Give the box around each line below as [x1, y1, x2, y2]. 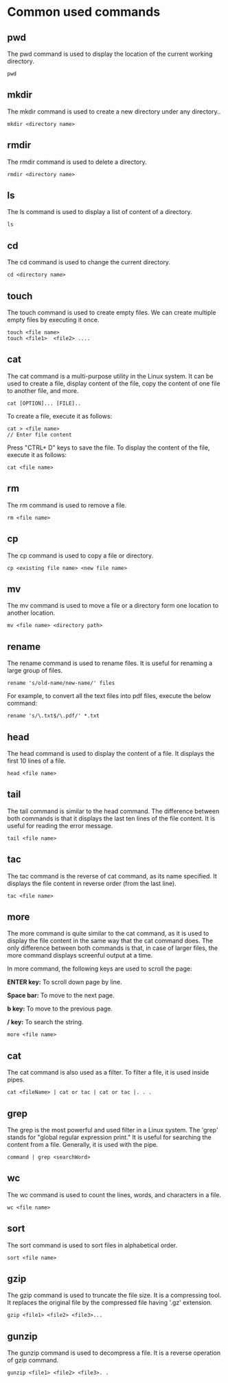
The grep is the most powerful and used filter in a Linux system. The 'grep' [7, 1126, 218, 1134]
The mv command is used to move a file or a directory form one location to [7, 602, 219, 610]
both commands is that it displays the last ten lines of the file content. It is [7, 814, 216, 823]
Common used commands [7, 4, 161, 20]
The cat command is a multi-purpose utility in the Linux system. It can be [7, 372, 214, 380]
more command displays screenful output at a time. [7, 951, 153, 960]
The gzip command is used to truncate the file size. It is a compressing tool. [7, 1291, 222, 1300]
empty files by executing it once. [7, 316, 100, 324]
